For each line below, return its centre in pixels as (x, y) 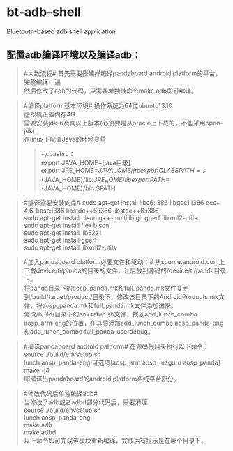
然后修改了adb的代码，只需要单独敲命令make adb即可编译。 (111, 91)
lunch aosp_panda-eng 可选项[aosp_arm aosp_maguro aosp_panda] (122, 362)
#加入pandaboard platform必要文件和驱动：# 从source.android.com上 (124, 262)
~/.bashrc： (58, 153)
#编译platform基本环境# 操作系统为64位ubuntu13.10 (98, 105)
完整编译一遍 (42, 82)
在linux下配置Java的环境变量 (65, 139)
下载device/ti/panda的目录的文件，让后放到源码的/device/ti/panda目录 (125, 271)
